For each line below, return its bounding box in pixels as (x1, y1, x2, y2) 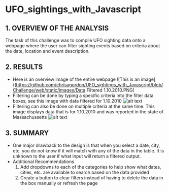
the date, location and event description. (5, 48, 90, 54)
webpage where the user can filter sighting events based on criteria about (5, 43, 160, 49)
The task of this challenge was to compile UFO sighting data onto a (5, 37, 146, 43)
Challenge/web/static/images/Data (12, 87, 86, 93)
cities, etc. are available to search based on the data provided (20, 169, 150, 175)
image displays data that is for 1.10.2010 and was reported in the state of (12, 108, 164, 115)
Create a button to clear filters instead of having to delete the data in (20, 174, 163, 181)
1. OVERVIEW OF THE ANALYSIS (5, 24, 109, 33)
